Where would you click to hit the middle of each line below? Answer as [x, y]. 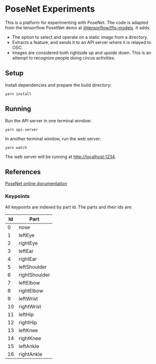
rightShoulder [34, 275]
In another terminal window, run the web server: [53, 139]
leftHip [26, 314]
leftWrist [28, 299]
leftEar [26, 251]
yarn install [18, 94]
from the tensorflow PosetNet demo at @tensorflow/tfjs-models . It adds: [78, 27]
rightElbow [31, 290]
